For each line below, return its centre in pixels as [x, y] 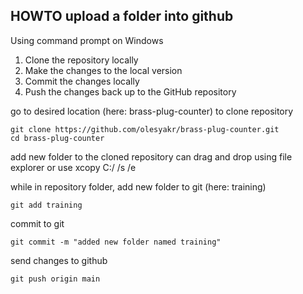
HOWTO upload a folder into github [122, 16]
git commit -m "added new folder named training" [116, 242]
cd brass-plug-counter [57, 138]
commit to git [37, 223]
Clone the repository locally [81, 60]
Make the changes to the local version [103, 70]
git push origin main [55, 279]
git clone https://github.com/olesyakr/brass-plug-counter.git [145, 129]
